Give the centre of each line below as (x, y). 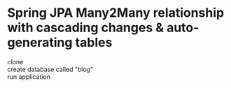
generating (40, 43)
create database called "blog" (50, 69)
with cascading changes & (86, 28)
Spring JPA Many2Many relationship (116, 13)
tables (94, 43)
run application (29, 76)
